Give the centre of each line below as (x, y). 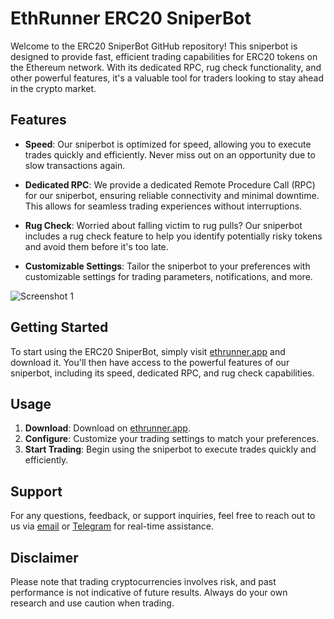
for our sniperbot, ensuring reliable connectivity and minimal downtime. (172, 195)
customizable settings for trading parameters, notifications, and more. (168, 276)
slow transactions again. (75, 165)
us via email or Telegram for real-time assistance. (112, 526)
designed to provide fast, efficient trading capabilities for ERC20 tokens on (164, 56)
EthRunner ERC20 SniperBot (131, 18)
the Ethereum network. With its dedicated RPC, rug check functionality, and (166, 67)
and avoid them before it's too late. (96, 246)
